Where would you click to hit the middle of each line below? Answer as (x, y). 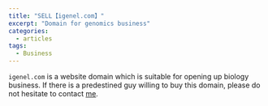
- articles (34, 38)
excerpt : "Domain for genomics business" (80, 23)
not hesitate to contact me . (54, 93)
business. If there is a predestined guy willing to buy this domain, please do (134, 85)
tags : (17, 46)
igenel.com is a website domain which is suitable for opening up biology (129, 76)
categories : (28, 31)
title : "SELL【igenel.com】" (56, 16)
